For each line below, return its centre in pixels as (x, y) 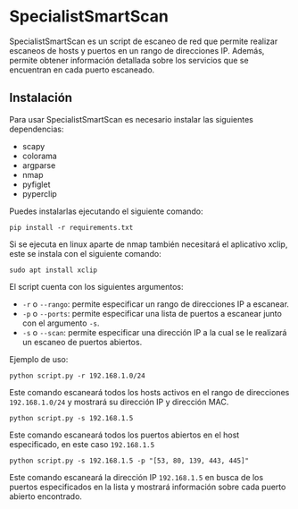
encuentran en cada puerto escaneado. (82, 70)
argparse (39, 165)
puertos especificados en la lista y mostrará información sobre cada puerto (148, 487)
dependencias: (37, 129)
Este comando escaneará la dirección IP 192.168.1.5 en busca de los (137, 477)
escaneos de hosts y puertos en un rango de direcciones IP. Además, (137, 50)
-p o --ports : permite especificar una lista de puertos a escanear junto (152, 313)
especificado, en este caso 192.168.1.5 (82, 444)
